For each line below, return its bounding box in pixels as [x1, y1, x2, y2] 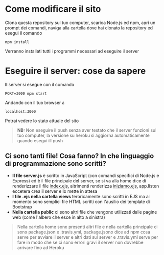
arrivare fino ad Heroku [17, 244, 65, 251]
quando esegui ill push [17, 137, 63, 143]
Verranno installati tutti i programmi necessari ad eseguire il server [5, 48, 140, 54]
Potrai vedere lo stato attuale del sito [5, 118, 79, 124]
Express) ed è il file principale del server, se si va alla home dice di [12, 178, 146, 183]
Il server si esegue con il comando [5, 81, 74, 87]
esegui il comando [5, 30, 43, 36]
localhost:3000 [5, 109, 36, 114]
